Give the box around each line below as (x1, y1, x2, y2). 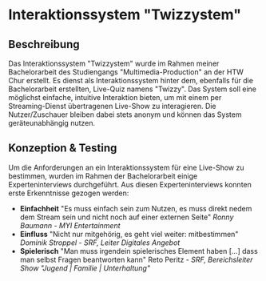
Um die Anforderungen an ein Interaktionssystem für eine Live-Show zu (8, 163, 244, 172)
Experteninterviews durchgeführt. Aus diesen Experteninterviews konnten (8, 179, 252, 189)
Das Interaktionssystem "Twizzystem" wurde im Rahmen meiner (8, 58, 220, 68)
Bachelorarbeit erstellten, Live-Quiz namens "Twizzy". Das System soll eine (8, 84, 257, 94)
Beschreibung (8, 38, 80, 51)
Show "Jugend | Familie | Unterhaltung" (19, 263, 150, 273)
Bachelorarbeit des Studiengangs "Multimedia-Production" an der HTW (8, 67, 244, 77)
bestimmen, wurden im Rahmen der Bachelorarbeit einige (8, 171, 198, 181)
